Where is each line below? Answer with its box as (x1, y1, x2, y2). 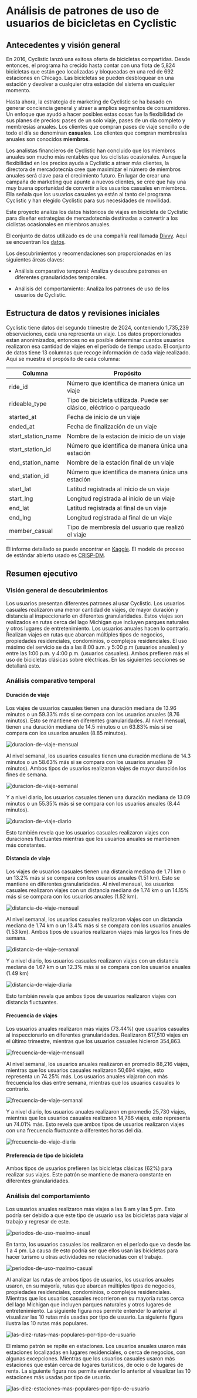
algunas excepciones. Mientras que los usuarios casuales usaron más (6, 1355, 175, 1362)
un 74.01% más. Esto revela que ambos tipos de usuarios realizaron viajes (6, 1121, 185, 1128)
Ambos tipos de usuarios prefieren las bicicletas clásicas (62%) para (6, 1165, 172, 1172)
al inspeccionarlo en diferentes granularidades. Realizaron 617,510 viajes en (6, 1031, 189, 1038)
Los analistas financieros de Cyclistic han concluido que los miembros (6, 147, 176, 154)
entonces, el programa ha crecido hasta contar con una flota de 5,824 (6, 62, 175, 69)
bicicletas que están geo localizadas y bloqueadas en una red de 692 (6, 68, 174, 75)
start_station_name (9, 432, 62, 440)
